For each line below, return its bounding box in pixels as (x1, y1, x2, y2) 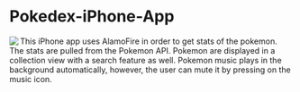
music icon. (9, 73, 52, 84)
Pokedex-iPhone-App (9, 6, 175, 27)
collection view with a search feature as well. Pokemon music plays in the (9, 54, 282, 65)
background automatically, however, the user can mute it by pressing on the (9, 64, 291, 75)
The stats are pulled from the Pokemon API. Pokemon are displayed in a (9, 45, 276, 55)
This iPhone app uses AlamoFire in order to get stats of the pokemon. (20, 36, 277, 46)
